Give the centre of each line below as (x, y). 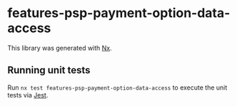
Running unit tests (49, 70)
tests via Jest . (28, 95)
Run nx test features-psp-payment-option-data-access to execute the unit (117, 88)
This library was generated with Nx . (60, 48)
